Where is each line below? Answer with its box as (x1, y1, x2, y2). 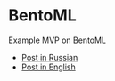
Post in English (21, 61, 77, 72)
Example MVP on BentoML (8, 35, 107, 45)
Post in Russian (21, 52, 78, 62)
